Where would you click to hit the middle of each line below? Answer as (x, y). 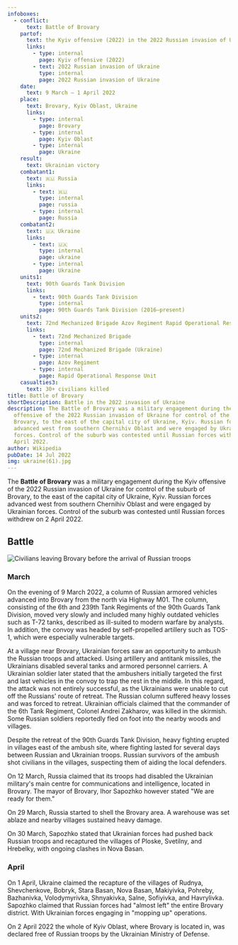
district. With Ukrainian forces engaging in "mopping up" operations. (107, 912)
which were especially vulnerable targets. (74, 637)
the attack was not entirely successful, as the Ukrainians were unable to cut (118, 689)
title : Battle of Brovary (45, 396)
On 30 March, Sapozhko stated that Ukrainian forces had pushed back (110, 834)
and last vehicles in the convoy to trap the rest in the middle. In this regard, (116, 681)
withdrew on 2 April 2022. (45, 519)
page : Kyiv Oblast (66, 139)
